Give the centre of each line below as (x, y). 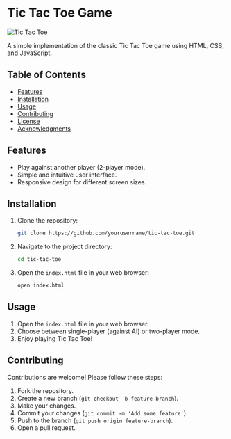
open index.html (41, 286)
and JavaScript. (29, 53)
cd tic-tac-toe (39, 260)
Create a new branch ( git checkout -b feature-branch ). (98, 398)
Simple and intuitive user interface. (67, 175)
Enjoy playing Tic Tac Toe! (55, 338)
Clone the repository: (48, 221)
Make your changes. (46, 406)
